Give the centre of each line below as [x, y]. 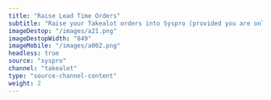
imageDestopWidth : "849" [50, 38]
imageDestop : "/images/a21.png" [63, 31]
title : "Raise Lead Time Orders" [65, 16]
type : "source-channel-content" [63, 76]
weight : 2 [25, 83]
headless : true [34, 53]
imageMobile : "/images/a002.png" [65, 46]
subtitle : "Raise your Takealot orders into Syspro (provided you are [129, 23]
